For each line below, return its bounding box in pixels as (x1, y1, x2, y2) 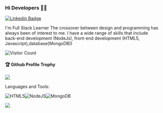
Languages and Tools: (5, 83, 50, 90)
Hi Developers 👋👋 (5, 4, 47, 11)
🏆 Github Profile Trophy (5, 61, 55, 68)
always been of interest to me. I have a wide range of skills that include (5, 30, 148, 36)
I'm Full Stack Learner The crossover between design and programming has (5, 25, 159, 31)
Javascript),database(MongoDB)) (5, 41, 72, 46)
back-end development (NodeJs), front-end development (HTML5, (5, 35, 140, 41)
